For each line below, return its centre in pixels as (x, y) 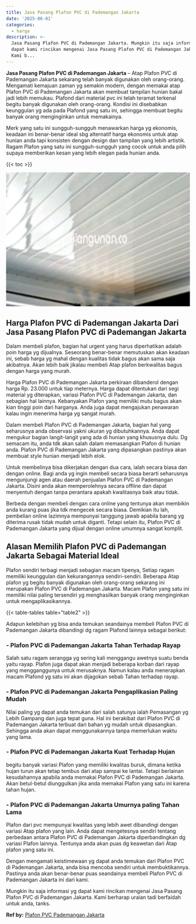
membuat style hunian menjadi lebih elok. (56, 456)
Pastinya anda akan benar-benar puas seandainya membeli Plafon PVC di (94, 874)
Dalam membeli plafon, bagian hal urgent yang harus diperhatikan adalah (94, 346)
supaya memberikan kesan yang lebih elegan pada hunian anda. (83, 153)
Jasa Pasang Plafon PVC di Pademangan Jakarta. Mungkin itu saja (92, 43)
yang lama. (19, 737)
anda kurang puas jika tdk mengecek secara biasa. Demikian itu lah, (88, 510)
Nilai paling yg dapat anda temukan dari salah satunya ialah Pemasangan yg (97, 712)
